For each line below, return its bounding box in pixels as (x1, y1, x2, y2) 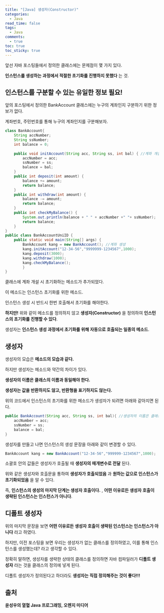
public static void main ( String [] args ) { (14, 238, 102, 243)
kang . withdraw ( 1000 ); (22, 255, 67, 261)
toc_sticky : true (5, 48, 41, 53)
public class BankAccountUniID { (5, 233, 73, 238)
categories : (5, 12, 29, 17)
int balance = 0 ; (14, 142, 49, 147)
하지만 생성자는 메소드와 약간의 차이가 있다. (5, 366, 87, 372)
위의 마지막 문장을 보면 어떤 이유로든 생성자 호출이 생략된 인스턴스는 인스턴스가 (5, 523, 154, 529)
